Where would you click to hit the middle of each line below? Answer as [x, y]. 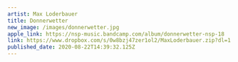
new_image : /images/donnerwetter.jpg [63, 27]
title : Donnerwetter [38, 21]
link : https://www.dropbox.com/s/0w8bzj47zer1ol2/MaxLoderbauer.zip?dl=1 [119, 41]
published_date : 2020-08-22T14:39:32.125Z [71, 47]
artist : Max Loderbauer [43, 14]
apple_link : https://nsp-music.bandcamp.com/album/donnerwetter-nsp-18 [116, 34]
